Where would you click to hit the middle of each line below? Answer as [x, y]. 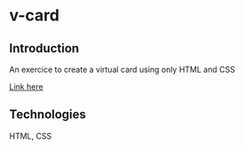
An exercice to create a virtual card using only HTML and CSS [122, 69]
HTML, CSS [31, 136]
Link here [26, 87]
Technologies [48, 115]
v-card [35, 16]
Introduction [44, 48]
